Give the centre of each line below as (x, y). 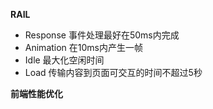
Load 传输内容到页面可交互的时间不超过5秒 (113, 72)
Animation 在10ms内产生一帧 (83, 47)
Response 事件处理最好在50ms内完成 (102, 35)
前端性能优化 (36, 93)
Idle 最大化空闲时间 (64, 60)
